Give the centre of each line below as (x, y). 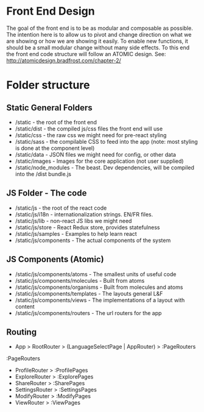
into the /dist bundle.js (43, 174)
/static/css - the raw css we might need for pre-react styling (91, 135)
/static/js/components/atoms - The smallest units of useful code (96, 274)
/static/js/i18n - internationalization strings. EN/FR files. (84, 214)
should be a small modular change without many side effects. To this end (98, 48)
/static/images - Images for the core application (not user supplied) (99, 161)
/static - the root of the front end (56, 122)
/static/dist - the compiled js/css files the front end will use (89, 129)
